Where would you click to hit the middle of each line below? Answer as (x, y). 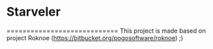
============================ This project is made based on (106, 31)
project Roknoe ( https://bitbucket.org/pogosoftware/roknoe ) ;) (95, 37)
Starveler (34, 12)
